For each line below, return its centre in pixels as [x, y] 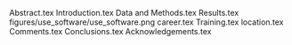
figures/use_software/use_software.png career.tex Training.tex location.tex [146, 22]
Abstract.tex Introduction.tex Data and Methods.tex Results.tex [124, 13]
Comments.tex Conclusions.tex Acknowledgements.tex [110, 31]
